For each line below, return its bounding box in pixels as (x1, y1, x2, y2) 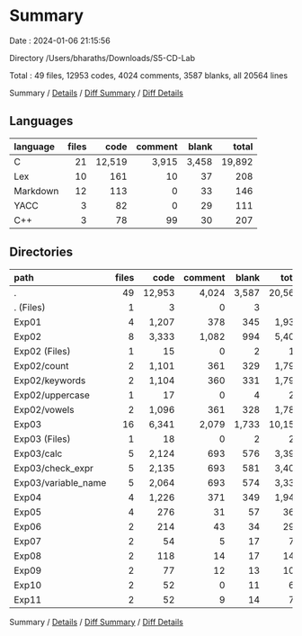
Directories (9, 245, 74, 260)
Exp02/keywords (13, 374, 86, 387)
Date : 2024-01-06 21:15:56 (9, 35, 111, 46)
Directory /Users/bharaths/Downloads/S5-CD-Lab (9, 52, 196, 63)
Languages (9, 113, 74, 129)
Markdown (13, 184, 59, 197)
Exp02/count (13, 359, 69, 372)
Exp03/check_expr (13, 461, 94, 474)
